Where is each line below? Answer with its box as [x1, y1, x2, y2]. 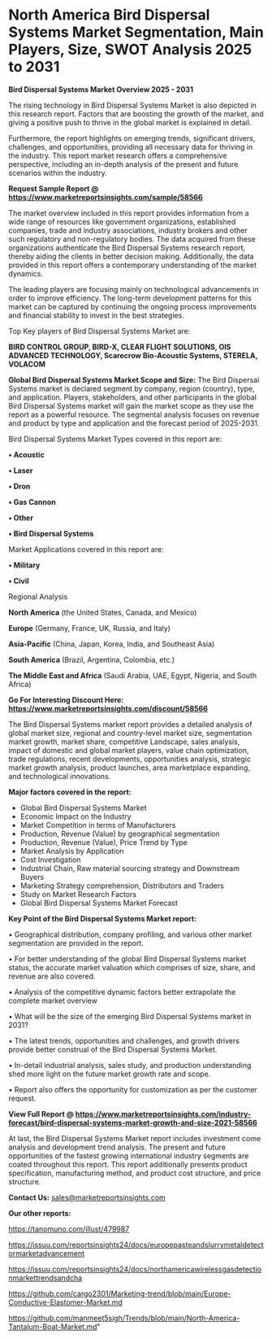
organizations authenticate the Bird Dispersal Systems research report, [8, 243, 246, 252]
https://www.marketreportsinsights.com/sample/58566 [8, 192, 203, 202]
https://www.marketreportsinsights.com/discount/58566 [8, 703, 209, 713]
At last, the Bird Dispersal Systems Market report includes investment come [8, 1133, 261, 1143]
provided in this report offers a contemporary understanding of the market [8, 260, 257, 269]
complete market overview [8, 995, 97, 1005]
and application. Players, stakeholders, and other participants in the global [8, 392, 257, 402]
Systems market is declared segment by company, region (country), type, [8, 383, 255, 393]
